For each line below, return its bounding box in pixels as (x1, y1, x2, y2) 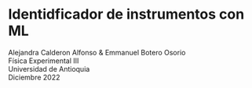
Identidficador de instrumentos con (8, 5, 245, 23)
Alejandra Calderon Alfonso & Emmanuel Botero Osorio (8, 48, 186, 57)
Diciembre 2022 (8, 72, 60, 82)
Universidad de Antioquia (8, 64, 90, 73)
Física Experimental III (8, 56, 79, 65)
